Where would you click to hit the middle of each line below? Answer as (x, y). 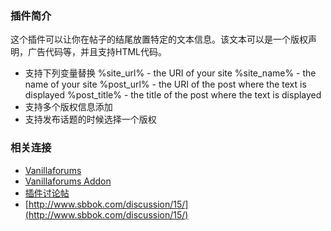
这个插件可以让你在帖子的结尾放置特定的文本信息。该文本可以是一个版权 (159, 39)
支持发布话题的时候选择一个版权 (90, 119)
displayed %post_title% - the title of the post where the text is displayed (173, 95)
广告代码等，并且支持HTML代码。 (97, 52)
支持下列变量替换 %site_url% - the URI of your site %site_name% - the (170, 73)
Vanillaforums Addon (68, 181)
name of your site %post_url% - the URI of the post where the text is (165, 84)
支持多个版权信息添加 (68, 107)
